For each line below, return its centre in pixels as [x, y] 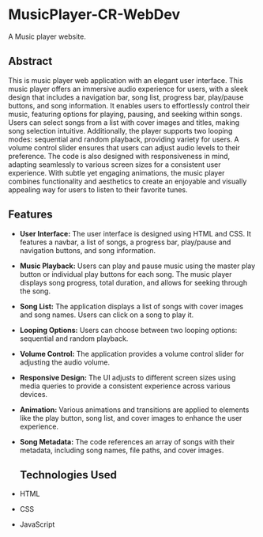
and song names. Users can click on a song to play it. [107, 315]
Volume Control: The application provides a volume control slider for [132, 354]
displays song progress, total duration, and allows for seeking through [133, 282]
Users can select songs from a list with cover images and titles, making [124, 122]
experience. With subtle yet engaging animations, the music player [116, 172]
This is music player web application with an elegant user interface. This [126, 80]
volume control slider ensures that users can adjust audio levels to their [124, 147]
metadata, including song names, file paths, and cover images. [122, 450]
